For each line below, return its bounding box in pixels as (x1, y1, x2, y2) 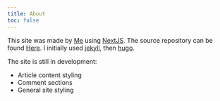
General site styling (17, 86, 74, 94)
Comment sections (17, 78, 73, 86)
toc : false (7, 17, 39, 24)
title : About (7, 10, 46, 18)
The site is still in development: (7, 57, 97, 65)
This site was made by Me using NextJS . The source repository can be (7, 36, 213, 44)
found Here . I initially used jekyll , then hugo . (7, 43, 135, 52)
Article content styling (17, 71, 82, 79)
